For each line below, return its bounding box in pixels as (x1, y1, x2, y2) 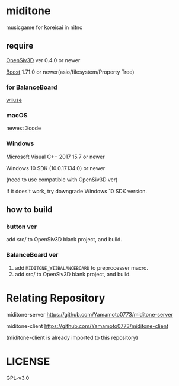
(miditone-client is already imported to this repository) (6, 334, 138, 341)
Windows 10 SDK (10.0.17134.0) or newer (6, 164, 106, 171)
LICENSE (6, 355, 50, 368)
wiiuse (6, 97, 23, 104)
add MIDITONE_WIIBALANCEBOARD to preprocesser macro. (14, 264, 148, 271)
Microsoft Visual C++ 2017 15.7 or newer (6, 153, 105, 160)
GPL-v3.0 (6, 374, 30, 381)
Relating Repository (6, 291, 106, 305)
